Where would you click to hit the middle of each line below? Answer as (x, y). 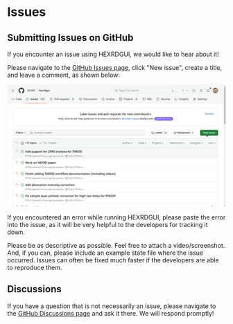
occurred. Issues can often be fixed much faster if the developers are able (113, 260)
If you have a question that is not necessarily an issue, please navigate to (112, 306)
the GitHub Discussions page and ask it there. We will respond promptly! (111, 313)
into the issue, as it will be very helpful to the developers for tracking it (107, 225)
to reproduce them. (35, 268)
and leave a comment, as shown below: (63, 75)
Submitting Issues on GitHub (70, 38)
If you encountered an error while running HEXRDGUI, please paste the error (116, 217)
